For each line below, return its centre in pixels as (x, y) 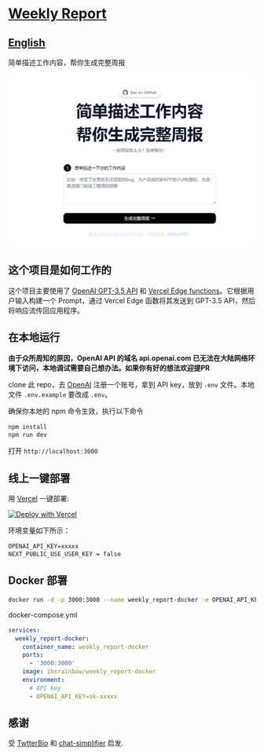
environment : (44, 680)
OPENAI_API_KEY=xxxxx (44, 547)
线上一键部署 (39, 478)
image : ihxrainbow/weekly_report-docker (89, 672)
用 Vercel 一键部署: (38, 499)
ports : (33, 655)
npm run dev (27, 435)
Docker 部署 (38, 580)
